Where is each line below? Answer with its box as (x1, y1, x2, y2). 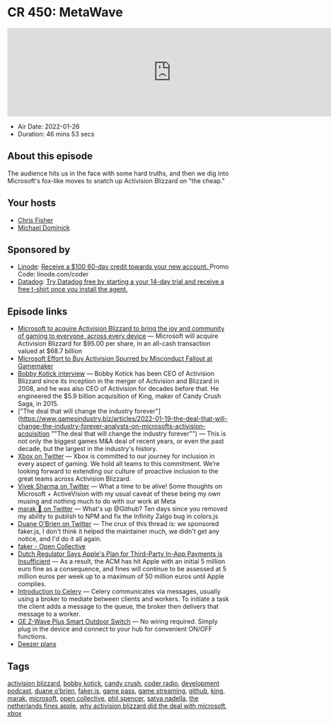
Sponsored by (7, 243, 71, 255)
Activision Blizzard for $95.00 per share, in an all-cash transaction (17, 339, 211, 348)
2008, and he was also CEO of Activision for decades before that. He (17, 385, 219, 393)
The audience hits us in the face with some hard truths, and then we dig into (7, 169, 229, 177)
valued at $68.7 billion (17, 347, 83, 356)
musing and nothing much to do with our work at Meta (17, 497, 176, 506)
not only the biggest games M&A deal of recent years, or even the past (17, 437, 224, 445)
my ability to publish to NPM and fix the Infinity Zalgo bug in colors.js (17, 512, 219, 520)
